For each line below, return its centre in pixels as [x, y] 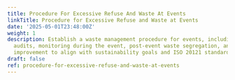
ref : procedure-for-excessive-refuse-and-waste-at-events [93, 65]
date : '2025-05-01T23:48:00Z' [51, 26]
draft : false [26, 59]
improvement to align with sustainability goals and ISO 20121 [107, 53]
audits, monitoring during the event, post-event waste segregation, [117, 46]
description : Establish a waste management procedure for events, [106, 40]
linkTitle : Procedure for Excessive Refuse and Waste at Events [103, 20]
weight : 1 [22, 33]
